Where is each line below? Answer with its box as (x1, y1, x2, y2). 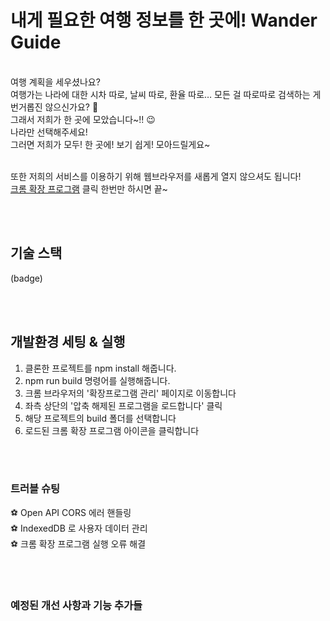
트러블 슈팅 (10, 482, 61, 496)
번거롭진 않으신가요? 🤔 (10, 101, 99, 113)
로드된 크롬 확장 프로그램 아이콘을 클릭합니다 (24, 424, 200, 436)
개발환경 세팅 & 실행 (10, 334, 126, 351)
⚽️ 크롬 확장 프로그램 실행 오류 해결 (10, 537, 147, 550)
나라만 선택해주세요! (10, 126, 88, 138)
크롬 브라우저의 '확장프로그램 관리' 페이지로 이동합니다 (24, 387, 237, 399)
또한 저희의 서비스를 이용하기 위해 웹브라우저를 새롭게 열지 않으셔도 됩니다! (10, 170, 302, 182)
